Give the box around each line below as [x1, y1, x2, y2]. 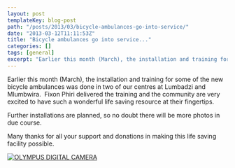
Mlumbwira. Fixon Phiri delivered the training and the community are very [7, 90, 220, 98]
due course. [7, 118, 42, 127]
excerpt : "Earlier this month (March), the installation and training [7, 56, 218, 63]
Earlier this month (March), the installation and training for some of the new [7, 75, 224, 83]
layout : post [7, 10, 45, 17]
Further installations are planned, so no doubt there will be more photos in [7, 111, 220, 119]
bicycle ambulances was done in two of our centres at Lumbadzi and [7, 82, 206, 91]
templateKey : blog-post [7, 17, 77, 24]
